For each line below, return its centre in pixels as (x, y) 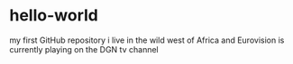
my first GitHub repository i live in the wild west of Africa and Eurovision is (147, 40)
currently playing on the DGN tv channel (84, 49)
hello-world (54, 16)
